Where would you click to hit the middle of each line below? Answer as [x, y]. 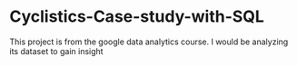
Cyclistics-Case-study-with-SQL [137, 17]
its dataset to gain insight [56, 51]
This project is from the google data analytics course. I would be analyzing [149, 42]
